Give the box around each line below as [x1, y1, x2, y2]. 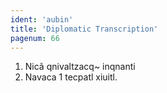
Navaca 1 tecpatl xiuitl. [24, 71, 118, 83]
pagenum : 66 [10, 33, 60, 43]
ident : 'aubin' [10, 14, 74, 25]
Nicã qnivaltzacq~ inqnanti [24, 61, 136, 73]
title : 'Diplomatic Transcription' [10, 24, 159, 34]
